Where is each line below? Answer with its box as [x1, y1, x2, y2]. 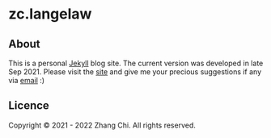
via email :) [8, 76, 45, 85]
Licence [8, 98, 50, 113]
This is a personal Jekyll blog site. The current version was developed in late [8, 58, 264, 68]
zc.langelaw [8, 5, 92, 23]
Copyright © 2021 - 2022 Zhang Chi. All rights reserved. [8, 120, 197, 130]
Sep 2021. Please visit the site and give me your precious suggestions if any [8, 67, 262, 77]
